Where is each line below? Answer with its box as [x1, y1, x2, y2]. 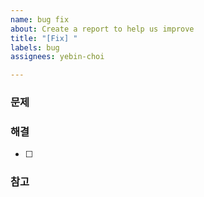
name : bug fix [10, 14, 70, 25]
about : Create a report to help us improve [10, 24, 195, 34]
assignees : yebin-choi [10, 52, 105, 62]
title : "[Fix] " [10, 33, 78, 43]
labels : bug [10, 42, 60, 53]
